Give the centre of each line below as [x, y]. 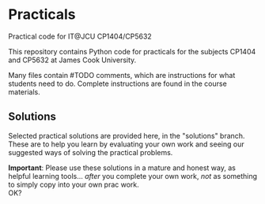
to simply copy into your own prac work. [74, 184]
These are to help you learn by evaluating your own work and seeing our [126, 144]
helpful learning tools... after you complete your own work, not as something [133, 176]
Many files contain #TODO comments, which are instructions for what [122, 75]
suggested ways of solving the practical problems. [91, 152]
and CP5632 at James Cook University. [72, 60]
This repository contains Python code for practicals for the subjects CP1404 [132, 51]
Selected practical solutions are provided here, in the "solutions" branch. [127, 135]
